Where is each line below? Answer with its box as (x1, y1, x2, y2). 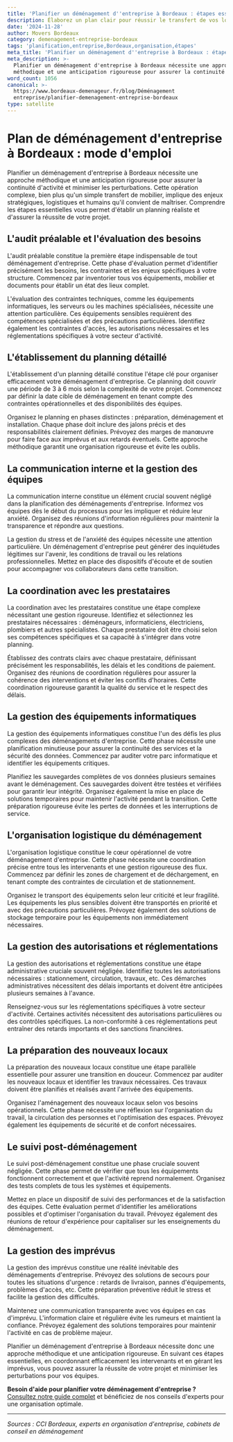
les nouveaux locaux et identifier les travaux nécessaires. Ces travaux (7, 1078, 207, 1086)
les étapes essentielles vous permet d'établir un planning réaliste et (7, 205, 200, 214)
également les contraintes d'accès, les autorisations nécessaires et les (7, 324, 209, 333)
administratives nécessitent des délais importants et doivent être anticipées (7, 982, 223, 990)
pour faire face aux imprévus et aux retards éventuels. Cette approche (7, 435, 208, 444)
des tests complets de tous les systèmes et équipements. (7, 1182, 171, 1190)
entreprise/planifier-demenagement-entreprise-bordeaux (13, 95, 178, 102)
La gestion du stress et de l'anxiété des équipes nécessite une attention (7, 535, 213, 543)
